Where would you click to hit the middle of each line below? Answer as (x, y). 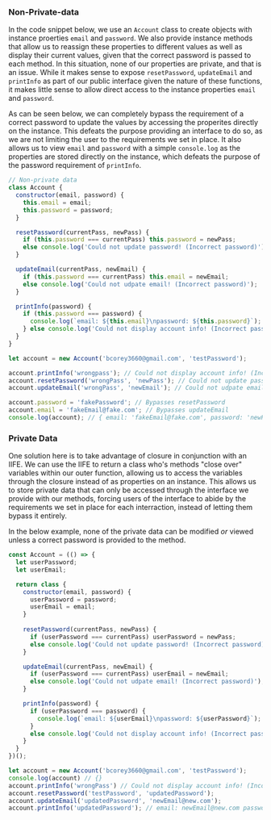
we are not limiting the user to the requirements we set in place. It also (125, 140)
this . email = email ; (57, 203)
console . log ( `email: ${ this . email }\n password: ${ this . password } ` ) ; (146, 321)
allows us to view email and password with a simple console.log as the (124, 149)
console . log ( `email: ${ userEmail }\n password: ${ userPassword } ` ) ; (150, 718)
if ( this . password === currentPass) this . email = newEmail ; (126, 277)
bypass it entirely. (38, 516)
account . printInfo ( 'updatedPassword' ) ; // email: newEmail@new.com (124, 808)
